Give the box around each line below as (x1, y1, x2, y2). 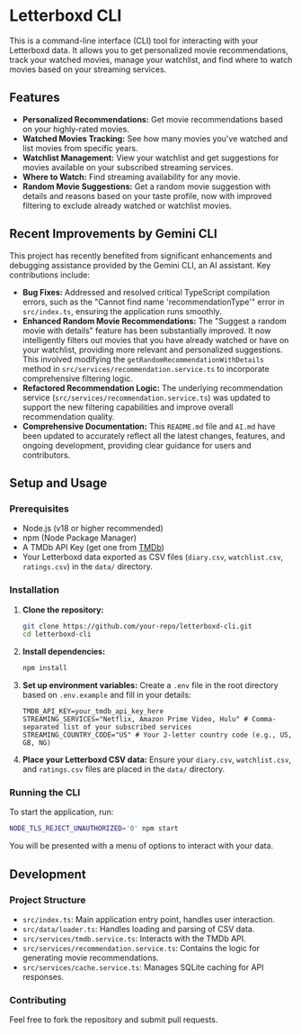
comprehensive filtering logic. (22, 373, 133, 384)
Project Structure (9, 893, 86, 906)
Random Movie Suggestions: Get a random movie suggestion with (22, 181, 271, 192)
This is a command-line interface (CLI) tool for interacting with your (9, 35, 259, 46)
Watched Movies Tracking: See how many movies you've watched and (22, 132, 288, 144)
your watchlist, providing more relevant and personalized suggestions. (22, 344, 283, 355)
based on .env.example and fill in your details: (22, 690, 191, 701)
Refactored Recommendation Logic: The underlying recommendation (22, 382, 283, 393)
